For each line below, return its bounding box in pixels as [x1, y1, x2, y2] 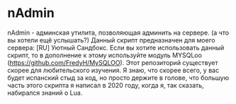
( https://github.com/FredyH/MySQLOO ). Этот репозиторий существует [7, 58, 218, 67]
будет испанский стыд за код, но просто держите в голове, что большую [7, 73, 229, 82]
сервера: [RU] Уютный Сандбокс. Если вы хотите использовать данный [7, 43, 225, 52]
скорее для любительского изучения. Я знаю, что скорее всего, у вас [7, 66, 220, 74]
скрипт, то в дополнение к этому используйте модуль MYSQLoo [7, 51, 202, 59]
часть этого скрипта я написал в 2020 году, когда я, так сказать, [7, 81, 204, 89]
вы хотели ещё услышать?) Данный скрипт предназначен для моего [7, 35, 215, 44]
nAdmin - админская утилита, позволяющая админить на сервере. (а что [7, 28, 229, 37]
